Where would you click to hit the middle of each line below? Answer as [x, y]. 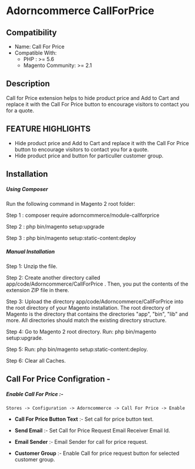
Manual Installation [31, 252]
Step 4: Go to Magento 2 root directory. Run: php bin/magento [81, 331]
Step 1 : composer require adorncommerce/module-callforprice [83, 215]
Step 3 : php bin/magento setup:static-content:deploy [71, 238]
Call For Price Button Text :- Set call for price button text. [84, 419]
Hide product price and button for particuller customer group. [89, 155]
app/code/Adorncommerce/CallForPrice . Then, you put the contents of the [97, 284]
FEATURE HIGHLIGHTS [48, 129]
